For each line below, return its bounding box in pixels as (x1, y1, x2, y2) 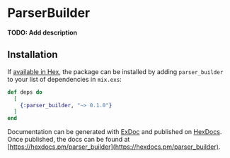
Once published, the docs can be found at (7, 135, 130, 144)
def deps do (7, 88, 42, 96)
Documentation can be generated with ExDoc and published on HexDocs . (7, 128, 222, 136)
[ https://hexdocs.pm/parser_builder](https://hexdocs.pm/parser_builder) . (7, 142, 221, 151)
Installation (7, 49, 58, 61)
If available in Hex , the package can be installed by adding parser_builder (7, 67, 224, 75)
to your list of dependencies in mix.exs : (7, 75, 122, 83)
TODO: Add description (7, 28, 78, 37)
